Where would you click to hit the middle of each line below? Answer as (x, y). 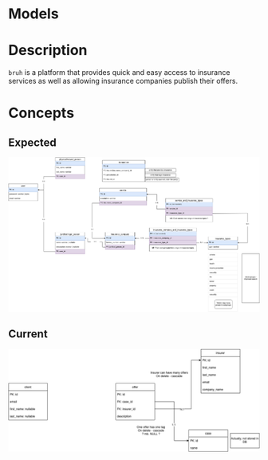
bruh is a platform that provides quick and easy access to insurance (119, 73)
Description (48, 51)
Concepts (41, 113)
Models (33, 14)
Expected (33, 142)
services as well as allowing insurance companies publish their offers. (123, 81)
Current (28, 334)
